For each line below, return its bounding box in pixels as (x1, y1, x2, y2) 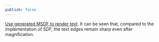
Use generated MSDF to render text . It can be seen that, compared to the (5, 21, 154, 27)
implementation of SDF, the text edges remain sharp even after (5, 26, 133, 32)
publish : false (5, 7, 37, 12)
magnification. (5, 31, 35, 37)
